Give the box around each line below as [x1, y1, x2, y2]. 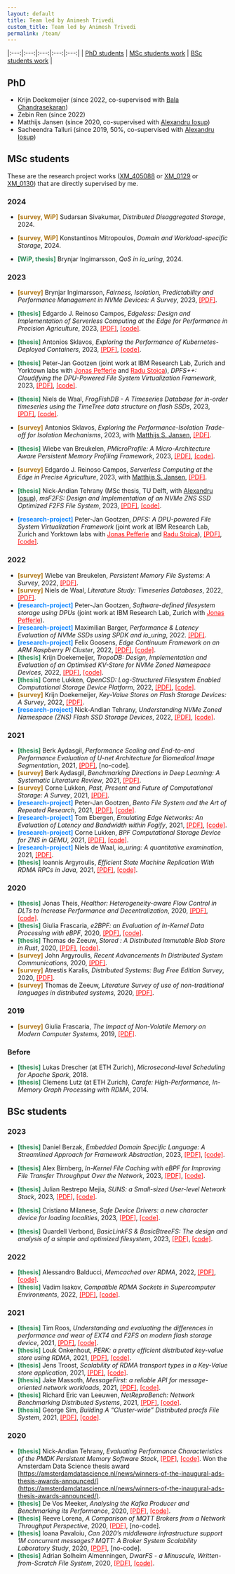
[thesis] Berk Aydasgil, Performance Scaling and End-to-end [17, 746, 195, 755]
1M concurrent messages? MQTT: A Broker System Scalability [17, 1536, 198, 1545]
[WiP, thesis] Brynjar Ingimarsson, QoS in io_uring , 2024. [17, 255, 184, 263]
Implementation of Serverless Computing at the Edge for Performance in [17, 317, 228, 325]
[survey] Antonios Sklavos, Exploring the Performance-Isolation [17, 423, 203, 432]
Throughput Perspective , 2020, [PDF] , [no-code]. [17, 1521, 161, 1530]
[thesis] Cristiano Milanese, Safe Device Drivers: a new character [17, 1205, 208, 1215]
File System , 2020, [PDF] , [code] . [58, 1559, 155, 1567]
